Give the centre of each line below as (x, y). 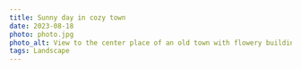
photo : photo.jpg (42, 34)
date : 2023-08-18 (42, 26)
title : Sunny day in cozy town (68, 17)
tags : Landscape (39, 51)
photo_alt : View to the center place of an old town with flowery (136, 43)
